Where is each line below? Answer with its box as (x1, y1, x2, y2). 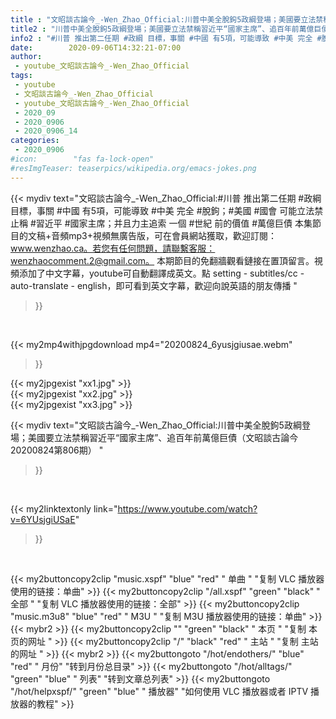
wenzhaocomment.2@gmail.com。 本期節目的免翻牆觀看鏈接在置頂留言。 (10, 254, 315, 266)
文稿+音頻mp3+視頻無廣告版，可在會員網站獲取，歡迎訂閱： (27, 229, 278, 241)
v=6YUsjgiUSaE (10, 513, 76, 525)
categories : (10, 136, 60, 146)
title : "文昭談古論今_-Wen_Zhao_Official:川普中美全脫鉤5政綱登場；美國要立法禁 (10, 14, 324, 25)
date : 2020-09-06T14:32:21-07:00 (10, 42, 182, 53)
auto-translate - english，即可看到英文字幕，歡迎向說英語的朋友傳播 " (10, 279, 298, 291)
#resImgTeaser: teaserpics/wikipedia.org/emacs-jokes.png (10, 163, 257, 173)
